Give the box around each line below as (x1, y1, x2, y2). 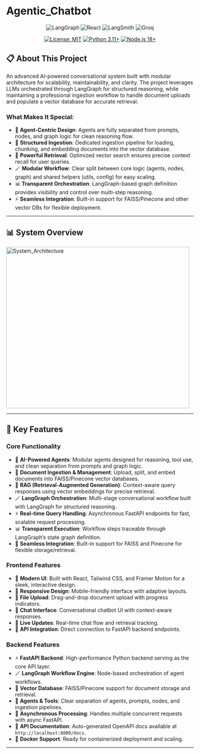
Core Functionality (6, 442, 61, 450)
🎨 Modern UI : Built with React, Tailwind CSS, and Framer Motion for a (14, 575, 185, 582)
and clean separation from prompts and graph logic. (14, 462, 143, 470)
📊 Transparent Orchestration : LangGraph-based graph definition (14, 180, 177, 188)
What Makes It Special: (6, 112, 74, 121)
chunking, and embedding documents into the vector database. (14, 145, 171, 153)
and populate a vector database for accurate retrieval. (6, 97, 139, 105)
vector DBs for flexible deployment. (14, 204, 102, 212)
